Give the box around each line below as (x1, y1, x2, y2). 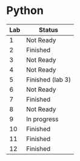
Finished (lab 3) (26, 75, 72, 84)
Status (39, 26, 59, 34)
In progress (26, 115, 59, 123)
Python (6, 4, 44, 18)
